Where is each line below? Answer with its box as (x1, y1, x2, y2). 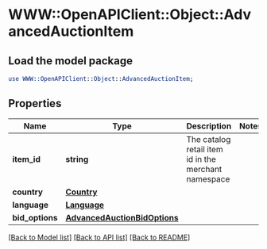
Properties (8, 97, 62, 110)
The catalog (186, 133, 231, 144)
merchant (186, 163, 222, 174)
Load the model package (8, 54, 133, 67)
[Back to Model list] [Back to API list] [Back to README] (8, 232, 191, 242)
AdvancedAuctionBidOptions (65, 212, 179, 223)
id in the (186, 153, 217, 164)
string (65, 153, 89, 164)
